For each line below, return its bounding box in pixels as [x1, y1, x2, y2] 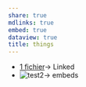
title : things [8, 41, 55, 49]
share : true [8, 11, 47, 20]
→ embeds [43, 71, 79, 80]
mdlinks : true [8, 19, 55, 27]
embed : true [8, 26, 47, 34]
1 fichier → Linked [19, 62, 75, 71]
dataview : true [8, 33, 58, 42]
